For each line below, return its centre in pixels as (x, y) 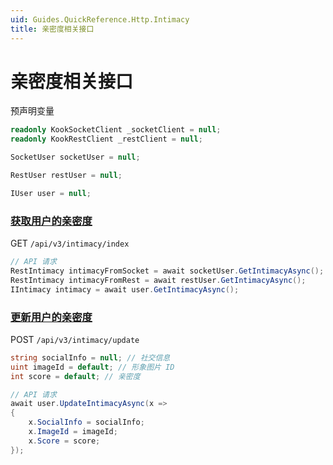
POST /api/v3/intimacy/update (75, 339)
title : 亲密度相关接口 (52, 29)
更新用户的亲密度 (51, 317)
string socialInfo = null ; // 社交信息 (90, 357)
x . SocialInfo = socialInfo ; (86, 422)
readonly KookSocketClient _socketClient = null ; (116, 130)
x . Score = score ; (64, 441)
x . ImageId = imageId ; (73, 432)
